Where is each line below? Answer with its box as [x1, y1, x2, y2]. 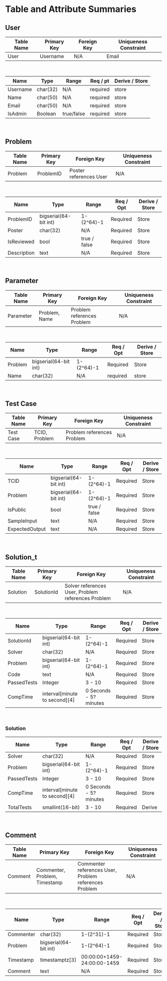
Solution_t [5, 553, 37, 561]
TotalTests [7, 804, 32, 811]
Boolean [36, 110, 56, 117]
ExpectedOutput [7, 526, 46, 533]
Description [7, 249, 35, 256]
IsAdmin [7, 110, 27, 117]
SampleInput [7, 518, 37, 525]
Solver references [64, 583, 106, 590]
